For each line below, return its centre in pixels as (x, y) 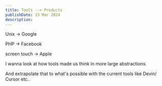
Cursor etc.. (18, 79)
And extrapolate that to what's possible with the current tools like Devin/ (81, 74)
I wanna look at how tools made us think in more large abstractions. (76, 64)
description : (19, 19)
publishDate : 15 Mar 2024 (33, 15)
